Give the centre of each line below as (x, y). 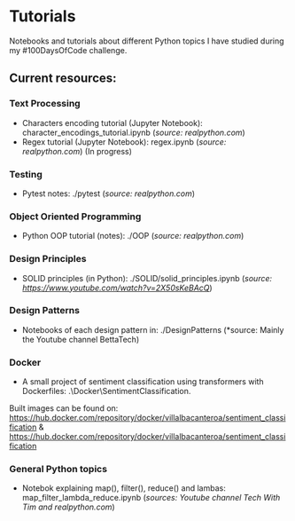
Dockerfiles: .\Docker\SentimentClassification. (106, 391)
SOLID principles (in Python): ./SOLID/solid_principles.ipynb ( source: (147, 278)
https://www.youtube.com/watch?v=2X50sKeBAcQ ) (117, 288)
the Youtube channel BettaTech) (81, 339)
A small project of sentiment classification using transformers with (143, 382)
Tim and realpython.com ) (68, 507)
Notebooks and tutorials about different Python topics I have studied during (147, 41)
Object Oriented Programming (75, 217)
